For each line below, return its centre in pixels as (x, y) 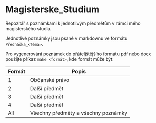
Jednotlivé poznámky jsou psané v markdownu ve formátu (66, 38)
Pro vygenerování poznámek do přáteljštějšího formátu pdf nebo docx (78, 54)
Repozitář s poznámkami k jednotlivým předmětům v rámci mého (73, 23)
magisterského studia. (28, 28)
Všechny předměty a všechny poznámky (79, 113)
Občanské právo (50, 80)
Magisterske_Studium (52, 9)
